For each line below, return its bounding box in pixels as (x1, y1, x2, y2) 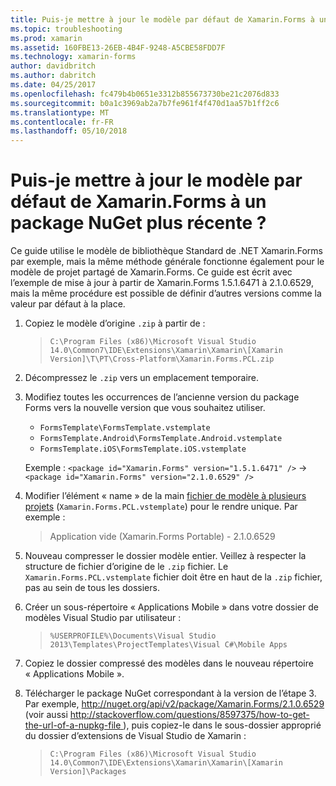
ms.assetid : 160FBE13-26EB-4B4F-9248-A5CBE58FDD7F (10, 42, 226, 53)
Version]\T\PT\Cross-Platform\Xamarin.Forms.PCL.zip (49, 354, 275, 365)
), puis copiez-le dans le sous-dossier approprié (123, 719, 322, 731)
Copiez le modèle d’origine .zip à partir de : (24, 317, 206, 330)
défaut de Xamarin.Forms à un (10, 191, 267, 213)
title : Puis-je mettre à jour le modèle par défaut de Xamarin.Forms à (10, 14, 315, 25)
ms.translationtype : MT (10, 107, 110, 118)
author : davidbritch (10, 61, 97, 71)
